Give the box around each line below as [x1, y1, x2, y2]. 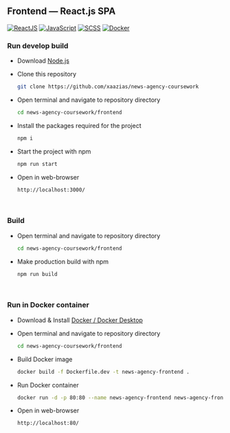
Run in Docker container [7, 300, 89, 310]
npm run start [16, 160, 58, 167]
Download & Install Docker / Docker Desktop [16, 316, 143, 324]
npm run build [16, 271, 58, 277]
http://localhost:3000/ [16, 186, 86, 193]
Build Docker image [16, 355, 73, 363]
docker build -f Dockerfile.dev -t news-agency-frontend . [16, 368, 190, 375]
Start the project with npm [16, 147, 91, 156]
